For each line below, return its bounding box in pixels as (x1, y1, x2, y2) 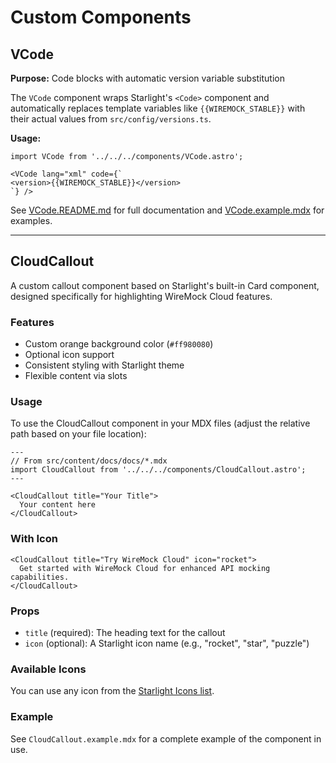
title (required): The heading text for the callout (24, 627, 226, 638)
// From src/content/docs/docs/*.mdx (10, 456, 168, 466)
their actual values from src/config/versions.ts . (10, 113, 212, 125)
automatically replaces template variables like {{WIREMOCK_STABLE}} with (10, 102, 306, 114)
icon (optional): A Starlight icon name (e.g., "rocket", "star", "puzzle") (24, 637, 310, 649)
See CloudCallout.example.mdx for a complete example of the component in (10, 732, 322, 745)
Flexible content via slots (24, 370, 128, 382)
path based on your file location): (10, 428, 147, 440)
